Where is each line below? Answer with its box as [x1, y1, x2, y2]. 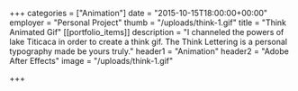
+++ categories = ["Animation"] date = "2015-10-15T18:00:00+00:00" [9, 8, 268, 18]
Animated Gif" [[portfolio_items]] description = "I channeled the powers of [9, 27, 284, 37]
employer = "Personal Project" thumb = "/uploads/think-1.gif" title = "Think [9, 17, 286, 28]
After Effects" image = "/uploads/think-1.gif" [9, 56, 174, 66]
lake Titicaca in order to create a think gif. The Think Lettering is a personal [9, 36, 288, 47]
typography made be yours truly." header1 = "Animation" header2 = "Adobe [9, 46, 290, 57]
